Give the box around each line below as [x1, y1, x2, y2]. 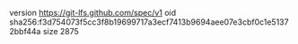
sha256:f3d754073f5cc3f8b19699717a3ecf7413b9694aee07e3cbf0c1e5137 [9, 17, 289, 27]
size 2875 [42, 26, 79, 36]
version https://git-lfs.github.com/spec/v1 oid [9, 8, 177, 18]
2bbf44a [9, 26, 41, 36]
